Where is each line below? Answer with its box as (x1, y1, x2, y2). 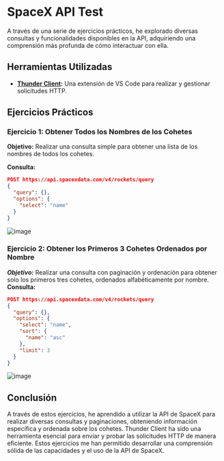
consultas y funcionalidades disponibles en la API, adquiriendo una (7, 34, 196, 42)
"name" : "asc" (25, 334, 66, 341)
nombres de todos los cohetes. (7, 150, 94, 158)
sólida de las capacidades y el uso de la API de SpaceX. (7, 447, 165, 455)
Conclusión (7, 392, 57, 403)
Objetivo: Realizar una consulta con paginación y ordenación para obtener (7, 268, 217, 276)
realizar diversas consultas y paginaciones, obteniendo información (7, 417, 198, 425)
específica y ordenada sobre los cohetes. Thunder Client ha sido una (7, 425, 201, 433)
